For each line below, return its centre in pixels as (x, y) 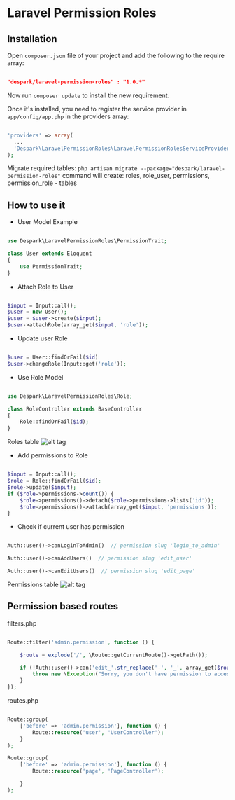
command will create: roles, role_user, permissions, (136, 176)
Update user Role (42, 338)
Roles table (23, 442)
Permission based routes (63, 606)
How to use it (36, 205)
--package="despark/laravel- (183, 169)
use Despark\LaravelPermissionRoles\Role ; (70, 396)
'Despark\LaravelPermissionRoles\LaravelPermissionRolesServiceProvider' (123, 149)
